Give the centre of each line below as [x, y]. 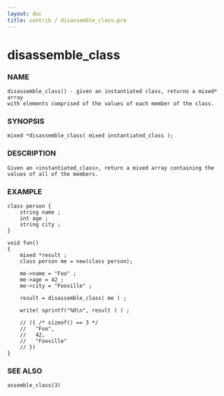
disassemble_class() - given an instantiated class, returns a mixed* [112, 91]
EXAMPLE [25, 191]
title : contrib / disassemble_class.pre [67, 20]
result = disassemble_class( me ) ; [73, 298]
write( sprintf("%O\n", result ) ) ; [75, 310]
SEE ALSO [25, 371]
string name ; [40, 212]
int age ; [34, 218]
